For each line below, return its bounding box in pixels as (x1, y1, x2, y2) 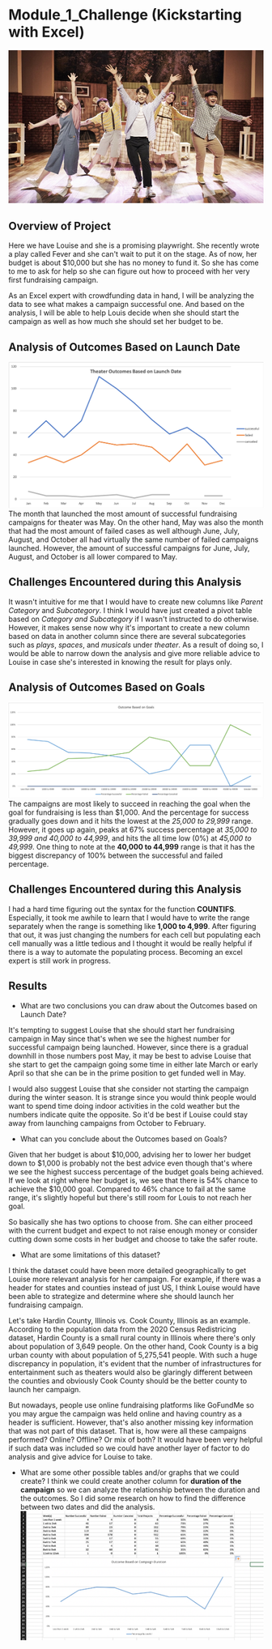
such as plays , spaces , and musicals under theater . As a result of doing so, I (8, 640, 264, 650)
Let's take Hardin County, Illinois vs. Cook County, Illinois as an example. (8, 1315, 251, 1325)
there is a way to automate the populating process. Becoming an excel (8, 947, 243, 957)
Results (8, 979, 48, 993)
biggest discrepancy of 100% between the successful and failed (8, 850, 223, 860)
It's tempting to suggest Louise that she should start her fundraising (8, 1025, 235, 1034)
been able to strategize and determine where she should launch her (8, 1291, 235, 1301)
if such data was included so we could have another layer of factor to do (8, 1443, 250, 1453)
